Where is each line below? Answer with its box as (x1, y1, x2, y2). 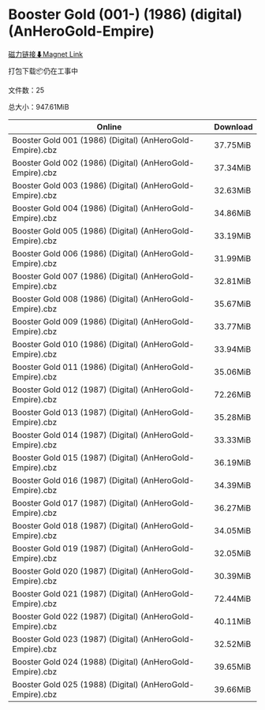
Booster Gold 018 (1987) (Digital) (12, 520, 139, 531)
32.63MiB (214, 185, 252, 196)
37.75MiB (214, 140, 252, 151)
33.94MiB (214, 343, 252, 354)
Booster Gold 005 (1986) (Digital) (12, 225, 139, 236)
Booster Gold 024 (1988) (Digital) (12, 656, 139, 667)
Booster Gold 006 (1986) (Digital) (12, 248, 139, 259)
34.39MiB (214, 480, 252, 491)
